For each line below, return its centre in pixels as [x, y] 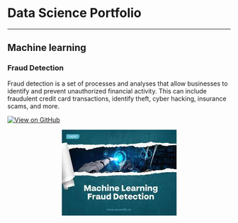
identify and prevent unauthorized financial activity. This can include [107, 91]
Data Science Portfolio [74, 13]
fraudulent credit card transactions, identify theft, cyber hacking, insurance [117, 98]
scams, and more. [34, 106]
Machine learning [47, 48]
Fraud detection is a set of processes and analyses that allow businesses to [118, 84]
